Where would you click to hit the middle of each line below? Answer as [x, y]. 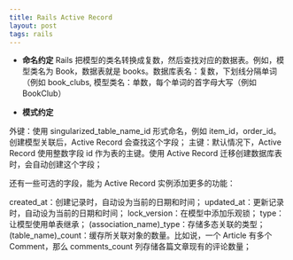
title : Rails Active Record [61, 17]
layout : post [33, 26]
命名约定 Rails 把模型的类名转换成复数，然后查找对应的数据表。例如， [149, 60]
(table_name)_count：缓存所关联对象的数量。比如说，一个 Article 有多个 [141, 235]
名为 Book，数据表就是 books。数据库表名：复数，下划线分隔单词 [157, 71]
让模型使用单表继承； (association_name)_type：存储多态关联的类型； [137, 225]
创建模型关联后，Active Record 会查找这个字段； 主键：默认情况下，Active [145, 142]
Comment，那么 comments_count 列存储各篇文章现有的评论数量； [131, 247]
